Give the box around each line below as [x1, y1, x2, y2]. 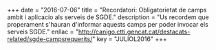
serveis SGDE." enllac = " [7, 27, 79, 36]
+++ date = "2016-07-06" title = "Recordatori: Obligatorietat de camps [7, 6, 207, 14]
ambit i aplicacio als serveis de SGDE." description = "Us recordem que [7, 13, 210, 21]
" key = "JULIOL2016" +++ [91, 35, 167, 43]
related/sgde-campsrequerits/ [7, 35, 93, 43]
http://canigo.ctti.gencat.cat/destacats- [78, 27, 191, 36]
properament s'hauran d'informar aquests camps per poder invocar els [7, 21, 208, 28]
